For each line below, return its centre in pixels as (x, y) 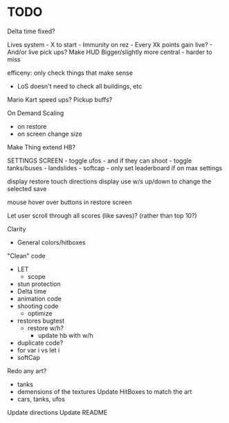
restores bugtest (40, 321)
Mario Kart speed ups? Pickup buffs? (60, 99)
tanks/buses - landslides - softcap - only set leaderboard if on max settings (115, 168)
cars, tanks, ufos (41, 399)
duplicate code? (40, 343)
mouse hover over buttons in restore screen (70, 202)
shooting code (38, 306)
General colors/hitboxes (51, 242)
